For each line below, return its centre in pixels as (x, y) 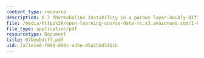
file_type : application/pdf (42, 29)
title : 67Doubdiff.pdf (35, 40)
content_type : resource (36, 12)
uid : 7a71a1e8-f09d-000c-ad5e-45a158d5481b (62, 46)
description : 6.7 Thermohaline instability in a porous (78, 18)
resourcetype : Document (36, 34)
